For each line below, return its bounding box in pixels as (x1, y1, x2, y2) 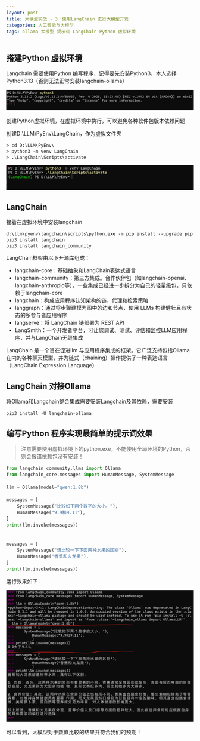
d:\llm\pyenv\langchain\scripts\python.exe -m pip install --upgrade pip (6, 231, 193, 237)
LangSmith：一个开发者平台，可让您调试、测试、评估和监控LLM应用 (14, 327, 183, 334)
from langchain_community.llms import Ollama (6, 466, 121, 472)
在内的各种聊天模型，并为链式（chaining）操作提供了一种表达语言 (6, 354, 168, 361)
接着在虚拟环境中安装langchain (6, 219, 82, 226)
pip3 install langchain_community (6, 243, 92, 249)
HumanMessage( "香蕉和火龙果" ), (17, 554, 89, 559)
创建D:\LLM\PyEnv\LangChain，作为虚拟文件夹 (6, 130, 122, 137)
